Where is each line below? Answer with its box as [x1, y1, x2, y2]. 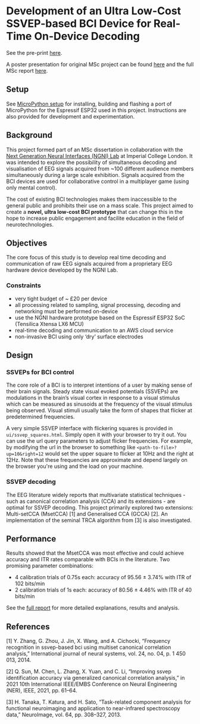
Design [6, 350, 33, 361]
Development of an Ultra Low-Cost [6, 4, 182, 18]
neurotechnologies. [6, 220, 54, 228]
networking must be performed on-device [14, 307, 118, 315]
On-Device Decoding [34, 30, 140, 43]
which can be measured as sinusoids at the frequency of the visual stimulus [6, 400, 192, 408]
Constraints [6, 281, 42, 290]
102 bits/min [14, 580, 45, 588]
